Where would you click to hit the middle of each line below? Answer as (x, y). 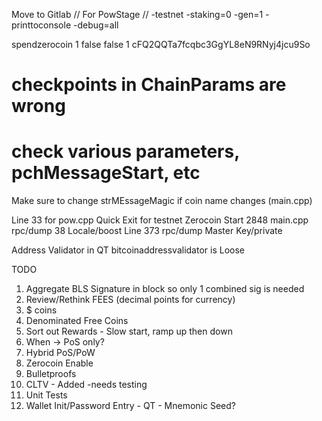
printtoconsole (41, 25)
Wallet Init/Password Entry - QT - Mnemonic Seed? (130, 406)
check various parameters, (125, 151)
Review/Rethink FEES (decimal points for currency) (130, 300)
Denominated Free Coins (77, 321)
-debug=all (95, 25)
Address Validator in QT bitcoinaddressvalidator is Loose (128, 250)
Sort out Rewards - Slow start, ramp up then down (129, 331)
